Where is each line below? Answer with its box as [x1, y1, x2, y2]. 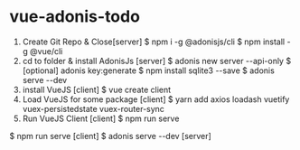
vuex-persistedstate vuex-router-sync [22, 103, 165, 114]
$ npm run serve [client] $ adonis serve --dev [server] [9, 130, 212, 141]
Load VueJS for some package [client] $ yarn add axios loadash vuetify [22, 93, 290, 105]
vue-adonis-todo [9, 6, 140, 27]
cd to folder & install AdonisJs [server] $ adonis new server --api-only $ [22, 55, 292, 66]
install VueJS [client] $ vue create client [22, 84, 172, 95]
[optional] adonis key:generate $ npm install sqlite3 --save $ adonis [22, 65, 276, 76]
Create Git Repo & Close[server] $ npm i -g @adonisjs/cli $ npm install [22, 36, 286, 47]
